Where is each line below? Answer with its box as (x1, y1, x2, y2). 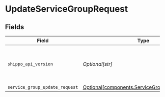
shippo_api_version (7, 61, 53, 67)
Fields (5, 23, 25, 31)
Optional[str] (82, 61, 113, 67)
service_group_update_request (7, 84, 79, 90)
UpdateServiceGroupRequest (5, 3, 128, 15)
